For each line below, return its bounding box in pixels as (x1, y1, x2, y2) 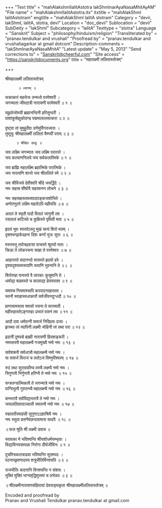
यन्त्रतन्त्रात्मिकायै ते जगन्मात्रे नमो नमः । (5, 380, 65, 386)
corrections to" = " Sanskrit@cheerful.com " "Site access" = (5, 51, 125, 57)
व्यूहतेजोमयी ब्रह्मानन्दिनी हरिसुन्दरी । (5, 110, 60, 115)
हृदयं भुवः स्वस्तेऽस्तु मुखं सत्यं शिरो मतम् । (5, 226, 70, 232)
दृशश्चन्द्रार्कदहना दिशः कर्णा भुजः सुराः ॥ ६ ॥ (5, 232, 73, 237)
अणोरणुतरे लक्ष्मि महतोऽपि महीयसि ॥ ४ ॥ (5, 201, 68, 206)
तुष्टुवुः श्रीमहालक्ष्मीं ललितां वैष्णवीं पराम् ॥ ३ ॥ (5, 131, 74, 136)
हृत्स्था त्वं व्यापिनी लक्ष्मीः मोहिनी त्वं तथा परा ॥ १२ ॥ (5, 324, 85, 330)
